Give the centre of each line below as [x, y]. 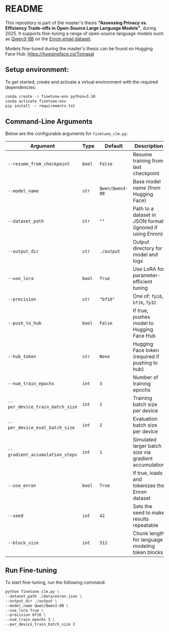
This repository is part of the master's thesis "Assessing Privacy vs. [76, 23]
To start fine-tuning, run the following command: [56, 582]
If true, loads [147, 473]
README [24, 9]
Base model [147, 182]
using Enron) [148, 234]
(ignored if [145, 228]
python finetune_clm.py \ [32, 592]
